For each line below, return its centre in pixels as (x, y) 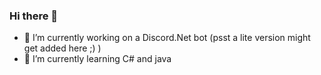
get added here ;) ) (62, 48)
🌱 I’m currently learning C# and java (97, 59)
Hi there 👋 (34, 16)
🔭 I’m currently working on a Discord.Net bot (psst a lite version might (167, 38)
